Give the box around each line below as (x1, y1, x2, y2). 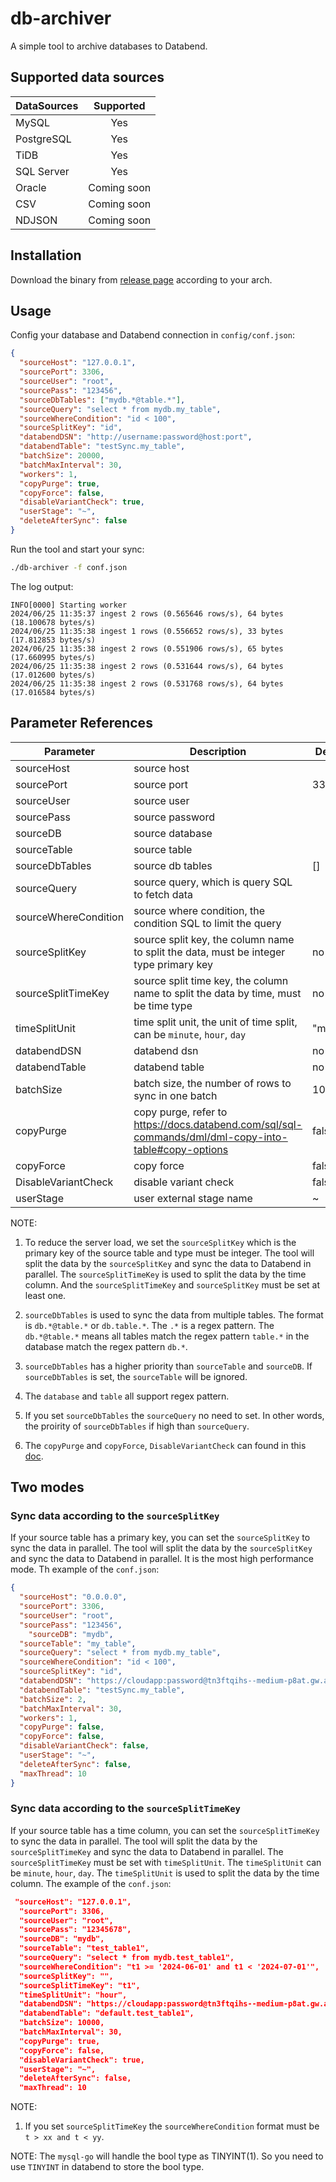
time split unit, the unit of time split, (133, 1015, 298, 1029)
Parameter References (10, 715, 153, 732)
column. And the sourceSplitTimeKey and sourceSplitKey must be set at (24, 1278, 321, 1291)
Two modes (10, 1478, 85, 1496)
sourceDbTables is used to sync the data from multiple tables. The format (24, 1308, 324, 1321)
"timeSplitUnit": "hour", (19, 1990, 128, 2000)
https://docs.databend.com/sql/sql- (133, 1117, 303, 1131)
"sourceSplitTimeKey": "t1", (19, 1980, 141, 1991)
